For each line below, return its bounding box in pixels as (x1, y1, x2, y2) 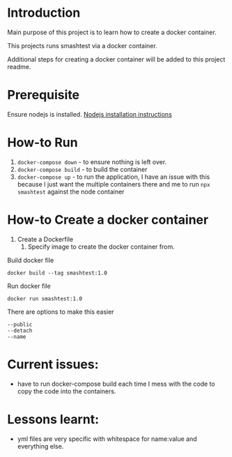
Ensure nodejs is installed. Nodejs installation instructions (7, 110, 172, 118)
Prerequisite (7, 87, 80, 103)
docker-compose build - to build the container (17, 165, 148, 173)
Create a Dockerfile (17, 235, 74, 243)
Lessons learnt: (7, 411, 100, 427)
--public (7, 321, 33, 328)
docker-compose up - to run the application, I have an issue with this (17, 173, 210, 181)
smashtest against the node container (17, 187, 125, 196)
